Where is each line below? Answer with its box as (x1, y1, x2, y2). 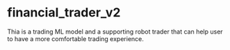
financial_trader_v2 (7, 5, 121, 21)
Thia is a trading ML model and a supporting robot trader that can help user (7, 27, 224, 36)
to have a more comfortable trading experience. (7, 34, 145, 42)
